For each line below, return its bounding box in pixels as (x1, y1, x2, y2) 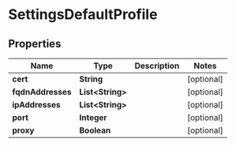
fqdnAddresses (12, 87, 72, 97)
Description (134, 61, 180, 71)
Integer (78, 112, 107, 123)
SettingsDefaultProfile (8, 6, 158, 24)
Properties (8, 37, 62, 51)
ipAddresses (12, 99, 61, 110)
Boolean (78, 125, 111, 136)
